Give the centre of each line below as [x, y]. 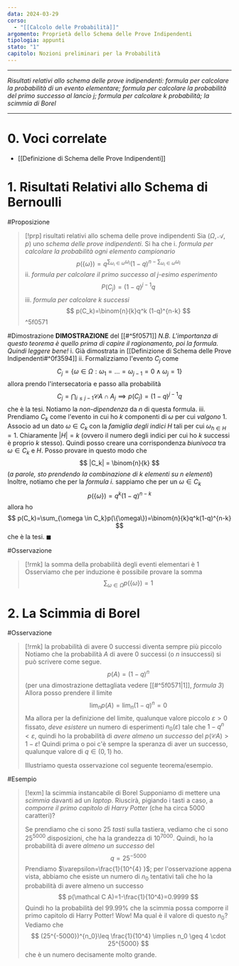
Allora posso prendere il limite [68, 693]
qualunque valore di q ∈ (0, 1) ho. [74, 752]
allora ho [20, 506]
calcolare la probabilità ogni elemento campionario [100, 251]
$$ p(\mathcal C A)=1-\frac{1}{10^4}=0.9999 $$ [128, 897]
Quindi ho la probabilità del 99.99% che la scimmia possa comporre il [127, 908]
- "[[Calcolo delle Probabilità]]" [67, 27]
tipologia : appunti [36, 41]
